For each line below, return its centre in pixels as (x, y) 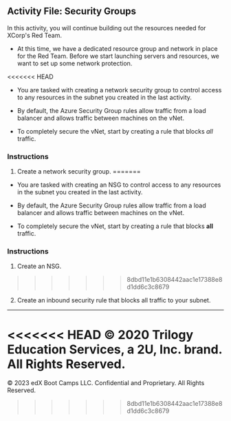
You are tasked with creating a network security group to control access (119, 90)
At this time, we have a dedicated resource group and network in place (117, 48)
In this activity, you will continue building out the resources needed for (107, 28)
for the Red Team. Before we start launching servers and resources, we (118, 56)
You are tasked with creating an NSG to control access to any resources (119, 185)
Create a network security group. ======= (79, 172)
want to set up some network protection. (75, 63)
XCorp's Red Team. (34, 35)
